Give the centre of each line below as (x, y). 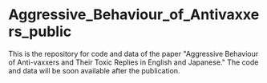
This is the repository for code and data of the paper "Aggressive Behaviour (133, 53)
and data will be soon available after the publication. (94, 70)
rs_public (40, 32)
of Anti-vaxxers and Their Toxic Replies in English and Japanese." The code (133, 62)
